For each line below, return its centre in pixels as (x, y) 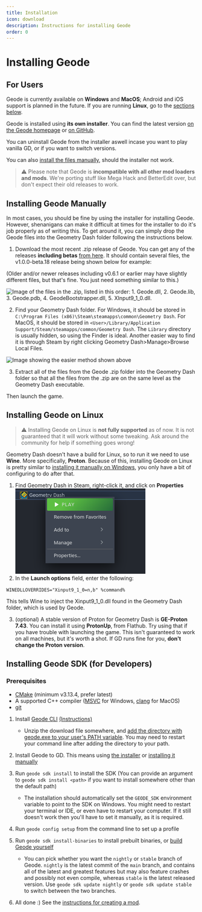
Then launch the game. (35, 396)
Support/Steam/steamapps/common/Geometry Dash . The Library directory (103, 329)
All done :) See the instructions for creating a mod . (77, 902)
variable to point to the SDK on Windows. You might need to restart (107, 804)
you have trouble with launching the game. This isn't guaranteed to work (105, 632)
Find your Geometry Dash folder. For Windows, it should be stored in (100, 310)
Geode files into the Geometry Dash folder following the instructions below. (99, 237)
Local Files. (29, 348)
